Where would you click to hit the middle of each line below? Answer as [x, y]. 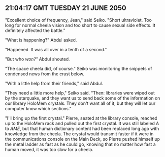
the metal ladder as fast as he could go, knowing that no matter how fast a [81, 144]
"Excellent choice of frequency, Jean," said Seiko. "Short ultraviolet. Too [78, 20]
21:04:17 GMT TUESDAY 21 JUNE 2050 [66, 8]
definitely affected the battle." [35, 30]
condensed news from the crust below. [45, 74]
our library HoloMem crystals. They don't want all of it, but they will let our [80, 103]
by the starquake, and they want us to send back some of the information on [82, 98]
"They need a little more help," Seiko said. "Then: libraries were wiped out [80, 93]
